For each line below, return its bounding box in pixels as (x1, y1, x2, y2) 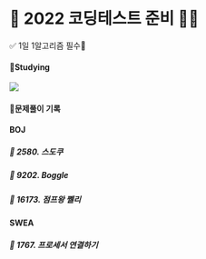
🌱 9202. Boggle (9, 170, 69, 181)
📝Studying (9, 61, 50, 73)
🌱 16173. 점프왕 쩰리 (9, 194, 82, 204)
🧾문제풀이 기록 (9, 103, 61, 114)
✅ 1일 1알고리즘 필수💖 (9, 40, 86, 51)
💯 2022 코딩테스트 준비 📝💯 (9, 8, 200, 29)
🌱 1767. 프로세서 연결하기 (9, 239, 98, 250)
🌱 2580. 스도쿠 (9, 146, 64, 157)
